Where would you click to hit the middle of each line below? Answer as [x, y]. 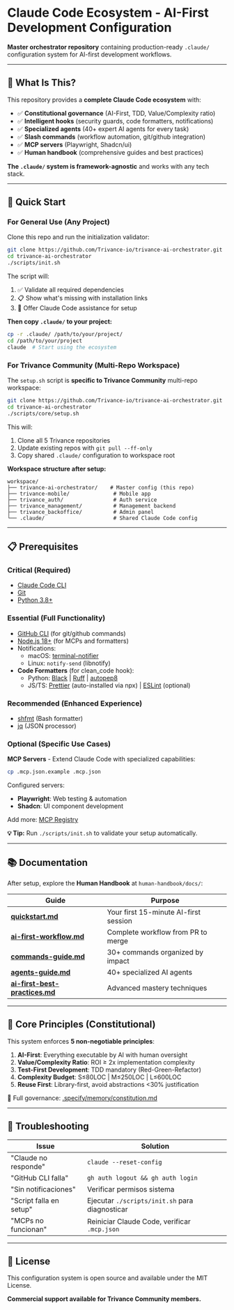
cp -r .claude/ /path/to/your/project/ [65, 335]
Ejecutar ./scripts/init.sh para [140, 1201]
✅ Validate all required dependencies [70, 290]
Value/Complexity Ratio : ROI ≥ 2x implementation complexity [106, 1062]
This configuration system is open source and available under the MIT [108, 1278]
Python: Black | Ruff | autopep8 [73, 678]
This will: [20, 427]
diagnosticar [107, 1209]
